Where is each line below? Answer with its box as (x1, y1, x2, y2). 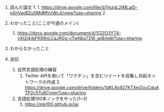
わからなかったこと (9, 46, 50, 51)
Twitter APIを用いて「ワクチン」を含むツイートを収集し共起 (24, 73, 148, 78)
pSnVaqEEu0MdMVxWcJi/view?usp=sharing (9, 10, 102, 16)
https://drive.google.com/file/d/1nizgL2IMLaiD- (41, 4, 138, 10)
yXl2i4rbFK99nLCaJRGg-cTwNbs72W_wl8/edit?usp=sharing (17, 35, 142, 41)
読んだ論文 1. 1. (9, 4, 41, 10)
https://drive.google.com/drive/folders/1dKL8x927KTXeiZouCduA (24, 85, 159, 90)
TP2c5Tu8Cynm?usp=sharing (24, 90, 86, 96)
